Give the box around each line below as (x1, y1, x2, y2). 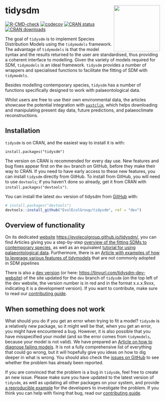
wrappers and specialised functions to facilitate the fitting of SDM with (5, 67, 148, 73)
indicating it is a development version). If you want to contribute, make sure (5, 286, 158, 291)
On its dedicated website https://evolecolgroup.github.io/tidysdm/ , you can (5, 234, 157, 240)
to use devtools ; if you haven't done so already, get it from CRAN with (5, 178, 146, 184)
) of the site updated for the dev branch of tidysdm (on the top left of (21, 275, 158, 281)
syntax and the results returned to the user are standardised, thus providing (5, 52, 158, 57)
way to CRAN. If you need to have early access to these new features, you (5, 168, 156, 174)
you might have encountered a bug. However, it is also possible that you (5, 328, 151, 334)
